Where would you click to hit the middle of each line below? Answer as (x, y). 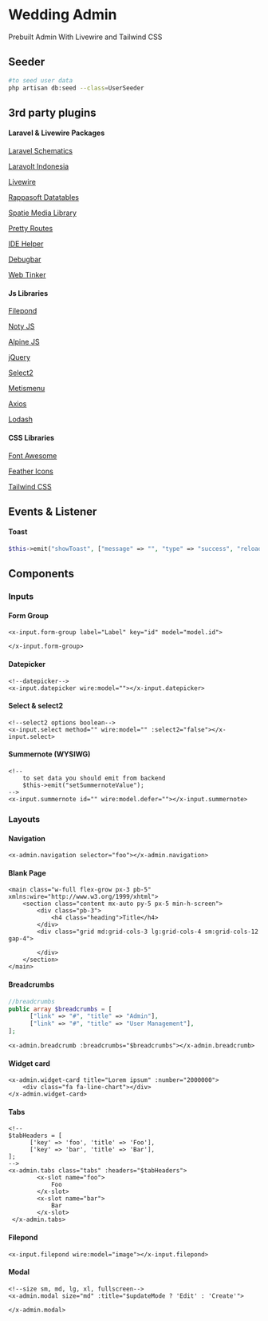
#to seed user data (41, 80)
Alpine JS (24, 342)
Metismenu (27, 389)
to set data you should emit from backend (94, 778)
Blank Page (27, 872)
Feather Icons (31, 471)
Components (41, 574)
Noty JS (22, 326)
